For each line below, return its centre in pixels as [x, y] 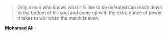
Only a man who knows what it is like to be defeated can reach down [90, 7]
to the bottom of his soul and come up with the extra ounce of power [90, 13]
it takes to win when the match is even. [58, 18]
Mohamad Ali [19, 28]
